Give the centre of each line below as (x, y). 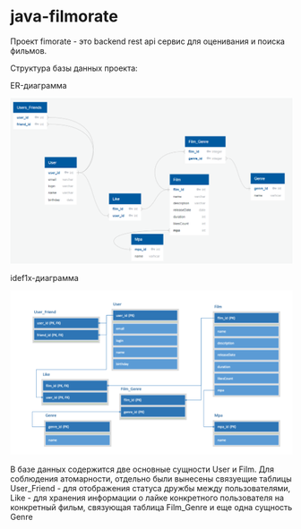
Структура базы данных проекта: (74, 68)
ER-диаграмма (39, 85)
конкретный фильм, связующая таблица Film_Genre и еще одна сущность (151, 508)
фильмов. (29, 50)
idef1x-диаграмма (44, 277)
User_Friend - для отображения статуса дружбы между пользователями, (150, 489)
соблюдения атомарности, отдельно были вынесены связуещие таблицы (151, 479)
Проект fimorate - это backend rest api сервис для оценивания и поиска (148, 41)
